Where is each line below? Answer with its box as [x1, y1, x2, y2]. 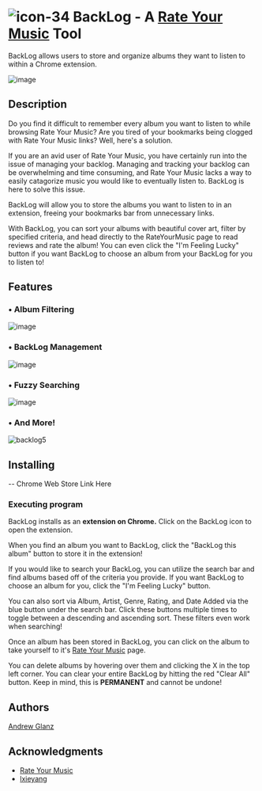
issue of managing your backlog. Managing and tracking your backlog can [8, 159, 250, 169]
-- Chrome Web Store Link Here [8, 479, 112, 489]
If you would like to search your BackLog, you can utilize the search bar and [8, 565, 255, 574]
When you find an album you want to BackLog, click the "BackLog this [8, 541, 237, 550]
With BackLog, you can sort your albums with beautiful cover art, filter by [8, 223, 246, 233]
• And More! [8, 416, 56, 428]
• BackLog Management [8, 341, 103, 352]
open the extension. [8, 525, 73, 534]
